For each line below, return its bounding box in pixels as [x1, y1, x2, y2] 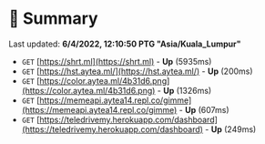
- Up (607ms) [178, 104, 229, 115]
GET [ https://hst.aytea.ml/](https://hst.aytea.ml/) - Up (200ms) [21, 66, 253, 77]
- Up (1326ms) [157, 85, 212, 96]
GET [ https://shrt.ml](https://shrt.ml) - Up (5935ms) [21, 56, 212, 67]
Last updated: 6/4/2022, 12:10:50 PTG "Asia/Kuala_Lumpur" [8, 38, 241, 49]
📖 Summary [8, 8, 98, 29]
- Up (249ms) [205, 123, 257, 135]
